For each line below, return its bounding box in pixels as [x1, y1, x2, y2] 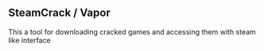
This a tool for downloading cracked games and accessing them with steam [8, 27, 256, 36]
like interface [8, 35, 51, 45]
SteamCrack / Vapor [8, 6, 111, 20]
